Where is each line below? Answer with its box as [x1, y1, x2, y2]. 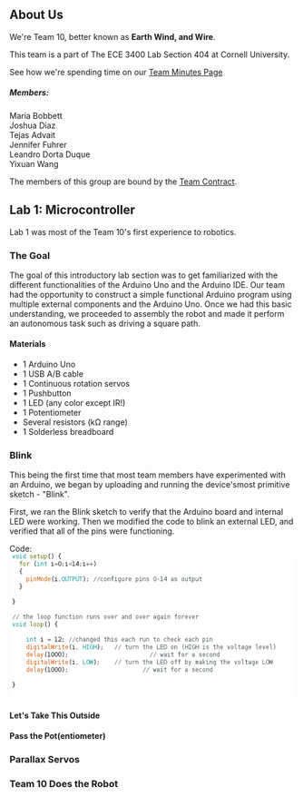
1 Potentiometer [22, 408, 82, 418]
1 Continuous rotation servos [22, 379, 130, 389]
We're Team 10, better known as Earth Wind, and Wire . [9, 31, 216, 42]
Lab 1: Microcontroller [9, 202, 136, 218]
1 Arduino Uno [22, 359, 76, 370]
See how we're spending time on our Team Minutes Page [9, 66, 223, 77]
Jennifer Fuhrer [9, 139, 68, 150]
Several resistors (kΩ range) [22, 417, 129, 428]
